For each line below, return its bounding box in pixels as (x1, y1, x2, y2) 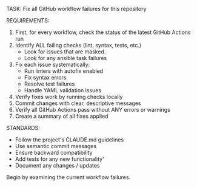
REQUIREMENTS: (6, 17, 50, 24)
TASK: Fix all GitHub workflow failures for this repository (6, 5, 147, 12)
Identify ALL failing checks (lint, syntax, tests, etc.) (15, 42, 142, 49)
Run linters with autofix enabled (24, 67, 104, 75)
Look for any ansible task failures (24, 55, 107, 61)
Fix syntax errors (24, 74, 67, 81)
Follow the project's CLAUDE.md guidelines (15, 136, 124, 143)
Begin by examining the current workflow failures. (6, 174, 131, 181)
